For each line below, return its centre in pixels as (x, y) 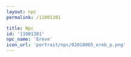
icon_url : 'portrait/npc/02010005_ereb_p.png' (66, 45)
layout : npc (21, 12)
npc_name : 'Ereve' (29, 40)
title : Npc (20, 28)
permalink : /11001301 (34, 17)
